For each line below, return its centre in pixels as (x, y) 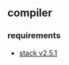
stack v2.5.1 (38, 53)
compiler (30, 13)
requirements (34, 36)
